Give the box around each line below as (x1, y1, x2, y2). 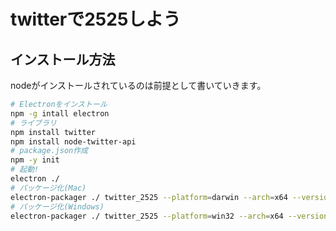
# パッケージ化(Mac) (10, 183, 87, 193)
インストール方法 (10, 51, 116, 68)
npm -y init (10, 155, 60, 165)
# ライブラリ (10, 118, 57, 128)
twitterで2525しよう (10, 8, 182, 31)
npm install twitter (10, 127, 97, 137)
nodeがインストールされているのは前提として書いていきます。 (10, 80, 267, 91)
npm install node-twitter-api (10, 136, 137, 147)
